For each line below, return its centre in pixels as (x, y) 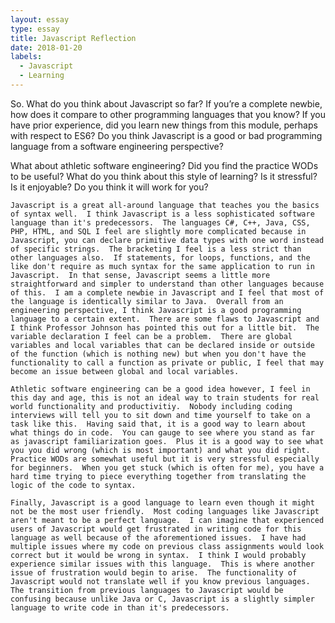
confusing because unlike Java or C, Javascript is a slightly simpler (162, 599)
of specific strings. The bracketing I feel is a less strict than (156, 249)
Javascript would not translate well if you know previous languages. (160, 581)
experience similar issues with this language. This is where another (162, 564)
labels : (26, 57)
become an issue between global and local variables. (125, 371)
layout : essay (40, 19)
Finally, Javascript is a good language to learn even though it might (162, 502)
